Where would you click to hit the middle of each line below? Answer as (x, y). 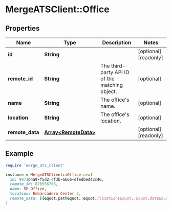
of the (108, 79)
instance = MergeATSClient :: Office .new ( (49, 175)
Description (117, 43)
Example (19, 154)
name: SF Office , (28, 189)
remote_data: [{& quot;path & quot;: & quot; (53, 199)
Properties (23, 28)
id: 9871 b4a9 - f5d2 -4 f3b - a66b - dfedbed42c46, (57, 179)
